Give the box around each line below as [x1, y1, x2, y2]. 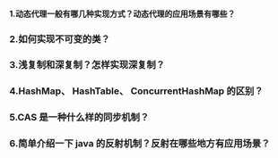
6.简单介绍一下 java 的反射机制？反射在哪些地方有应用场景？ [9, 137, 271, 150]
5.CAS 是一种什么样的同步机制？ [9, 112, 150, 124]
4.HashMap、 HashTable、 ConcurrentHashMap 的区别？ [9, 85, 264, 97]
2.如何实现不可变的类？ [9, 32, 110, 45]
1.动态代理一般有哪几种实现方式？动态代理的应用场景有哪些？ [9, 8, 236, 19]
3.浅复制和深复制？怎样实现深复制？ [9, 59, 166, 71]
